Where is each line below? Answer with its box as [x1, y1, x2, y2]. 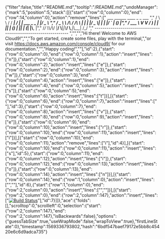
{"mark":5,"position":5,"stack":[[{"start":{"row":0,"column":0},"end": [5, 9, 143, 15]
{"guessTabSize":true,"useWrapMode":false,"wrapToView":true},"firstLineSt [5, 218, 158, 224]
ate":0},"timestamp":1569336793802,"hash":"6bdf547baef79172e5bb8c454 [5, 224, 160, 229]
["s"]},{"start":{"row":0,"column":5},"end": [5, 88, 91, 93]
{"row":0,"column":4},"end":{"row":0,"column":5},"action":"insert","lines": [5, 83, 154, 88]
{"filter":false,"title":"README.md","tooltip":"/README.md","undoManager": [5, 4, 158, 10]
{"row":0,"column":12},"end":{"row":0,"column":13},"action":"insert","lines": [5, 161, 157, 167]
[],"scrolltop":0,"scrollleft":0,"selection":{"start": [5, 203, 102, 209]
